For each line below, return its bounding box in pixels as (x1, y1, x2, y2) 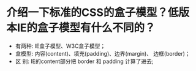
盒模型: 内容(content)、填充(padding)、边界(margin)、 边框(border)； (15, 50, 191, 57)
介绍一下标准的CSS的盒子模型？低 (6, 6, 179, 20)
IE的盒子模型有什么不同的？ (17, 21, 156, 35)
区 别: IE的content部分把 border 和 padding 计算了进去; (15, 58, 154, 65)
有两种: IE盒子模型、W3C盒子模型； (15, 42, 106, 50)
